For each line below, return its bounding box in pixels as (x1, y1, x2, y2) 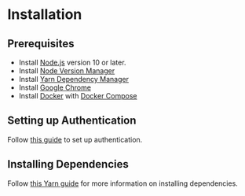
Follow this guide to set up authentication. (7, 135, 143, 144)
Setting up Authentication (7, 114, 137, 128)
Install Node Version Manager (18, 66, 115, 76)
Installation (7, 6, 82, 24)
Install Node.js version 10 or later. (18, 57, 126, 67)
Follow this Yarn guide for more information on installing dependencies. (7, 179, 239, 188)
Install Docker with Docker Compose (18, 91, 137, 100)
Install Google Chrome (18, 83, 92, 92)
